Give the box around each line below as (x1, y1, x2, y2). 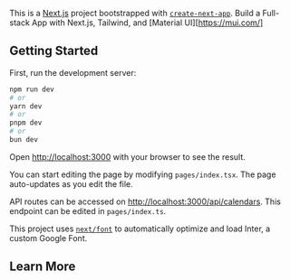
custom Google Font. (9, 232, 88, 243)
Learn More (9, 259, 76, 275)
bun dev (9, 135, 39, 145)
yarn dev (9, 101, 43, 111)
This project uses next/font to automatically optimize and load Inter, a (9, 223, 271, 234)
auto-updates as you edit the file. (9, 178, 133, 189)
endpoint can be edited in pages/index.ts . (9, 205, 167, 216)
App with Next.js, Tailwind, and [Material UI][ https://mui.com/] (31, 17, 264, 28)
